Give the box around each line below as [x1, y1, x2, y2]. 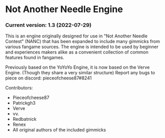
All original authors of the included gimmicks [12, 127, 106, 133]
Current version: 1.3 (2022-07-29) [5, 22, 92, 29]
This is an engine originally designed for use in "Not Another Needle [5, 33, 148, 39]
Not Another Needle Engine [5, 4, 123, 15]
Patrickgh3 [12, 100, 36, 106]
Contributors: [5, 85, 33, 91]
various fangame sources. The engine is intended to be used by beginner [5, 44, 159, 50]
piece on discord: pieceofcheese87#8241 [5, 75, 92, 81]
